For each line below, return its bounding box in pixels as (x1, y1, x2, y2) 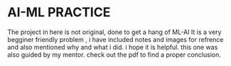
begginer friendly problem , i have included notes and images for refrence (7, 35, 224, 43)
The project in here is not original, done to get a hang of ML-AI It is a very (7, 28, 222, 36)
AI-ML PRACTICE (7, 4, 111, 21)
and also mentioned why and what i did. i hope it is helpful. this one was (7, 43, 218, 51)
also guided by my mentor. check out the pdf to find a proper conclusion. (7, 50, 222, 59)
